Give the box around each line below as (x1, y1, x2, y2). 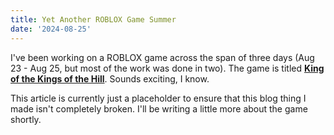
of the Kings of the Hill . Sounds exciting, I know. (10, 72, 210, 85)
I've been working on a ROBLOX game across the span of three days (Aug (10, 51, 315, 63)
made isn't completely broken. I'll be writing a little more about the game (10, 102, 308, 115)
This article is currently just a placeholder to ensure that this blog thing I (10, 92, 307, 104)
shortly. (10, 113, 42, 125)
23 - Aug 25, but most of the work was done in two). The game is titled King (10, 62, 325, 74)
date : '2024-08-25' (10, 24, 92, 34)
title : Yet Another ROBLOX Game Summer (10, 14, 177, 25)
